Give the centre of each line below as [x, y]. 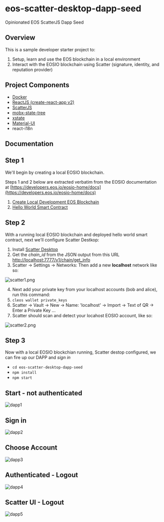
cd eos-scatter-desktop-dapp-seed [47, 367]
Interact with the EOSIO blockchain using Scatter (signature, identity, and [86, 64]
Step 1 [15, 161]
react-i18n [22, 128]
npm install [24, 373]
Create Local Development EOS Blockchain [56, 202]
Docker [20, 97]
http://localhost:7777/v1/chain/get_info [51, 260]
